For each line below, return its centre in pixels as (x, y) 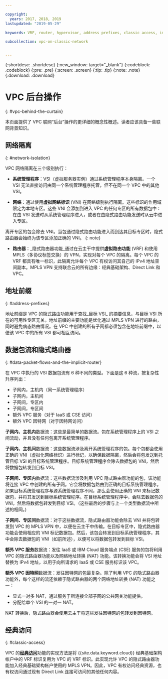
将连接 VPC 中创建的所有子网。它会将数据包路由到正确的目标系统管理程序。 (83, 484)
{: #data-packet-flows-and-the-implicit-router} (53, 362)
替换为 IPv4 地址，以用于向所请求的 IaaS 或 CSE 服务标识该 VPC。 (73, 562)
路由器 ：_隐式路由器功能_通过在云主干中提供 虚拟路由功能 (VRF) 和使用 (85, 248)
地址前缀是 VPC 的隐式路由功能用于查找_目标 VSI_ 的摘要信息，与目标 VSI (81, 314)
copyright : (16, 14)
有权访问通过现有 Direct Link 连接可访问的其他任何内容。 (63, 672)
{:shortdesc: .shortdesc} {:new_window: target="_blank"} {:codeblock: (78, 65)
